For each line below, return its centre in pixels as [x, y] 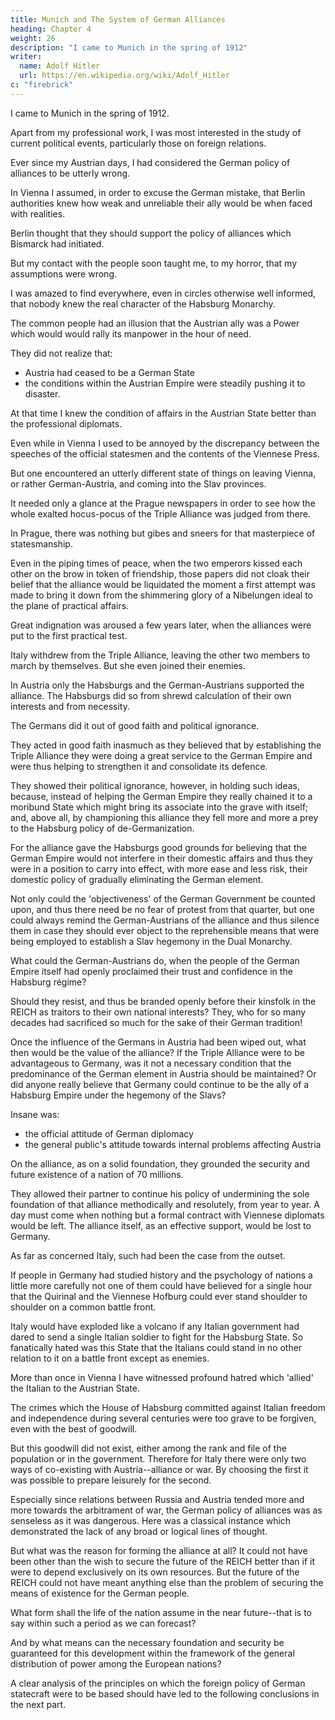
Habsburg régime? [48, 982]
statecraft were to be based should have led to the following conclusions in [165, 1693]
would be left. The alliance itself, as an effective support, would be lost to [161, 1225]
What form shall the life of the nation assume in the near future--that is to [161, 1612]
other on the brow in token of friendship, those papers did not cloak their [160, 573]
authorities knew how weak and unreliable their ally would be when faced [161, 203]
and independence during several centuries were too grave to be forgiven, [163, 1418]
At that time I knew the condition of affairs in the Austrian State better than [163, 413]
